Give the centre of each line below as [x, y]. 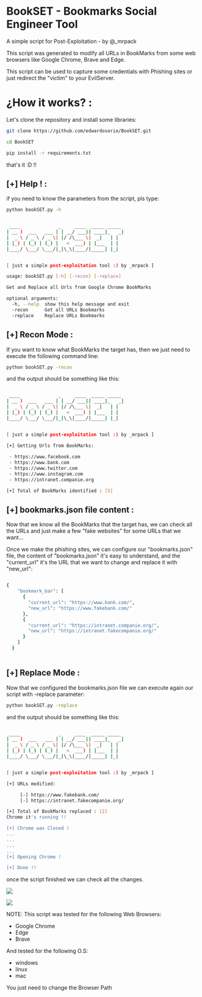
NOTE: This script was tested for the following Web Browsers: [84, 914]
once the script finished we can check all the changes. [75, 879]
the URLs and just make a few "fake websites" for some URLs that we [94, 531]
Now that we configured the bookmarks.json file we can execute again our [100, 687]
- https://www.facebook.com [45, 457]
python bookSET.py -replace [42, 705]
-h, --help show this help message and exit [71, 304]
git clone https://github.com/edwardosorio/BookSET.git [79, 131]
